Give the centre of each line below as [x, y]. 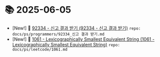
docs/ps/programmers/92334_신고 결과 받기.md [58, 34]
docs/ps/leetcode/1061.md [40, 49]
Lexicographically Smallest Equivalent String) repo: [66, 44]
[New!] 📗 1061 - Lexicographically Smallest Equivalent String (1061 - [83, 39]
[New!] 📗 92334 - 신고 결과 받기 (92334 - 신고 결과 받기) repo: [76, 28]
